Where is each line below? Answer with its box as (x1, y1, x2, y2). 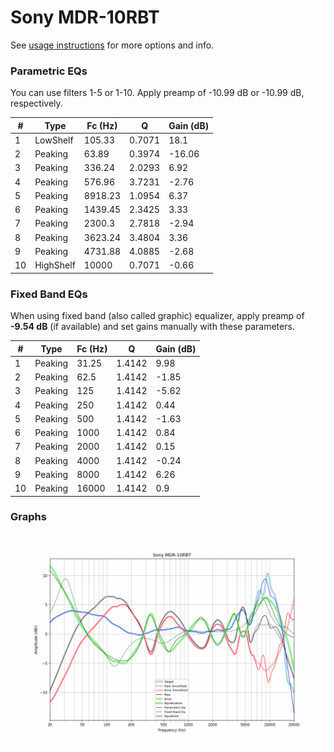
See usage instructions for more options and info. (10, 39, 215, 51)
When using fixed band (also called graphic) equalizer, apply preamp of (10, 310, 305, 322)
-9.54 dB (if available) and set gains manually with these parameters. (10, 321, 295, 333)
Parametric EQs (10, 64, 88, 78)
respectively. (10, 97, 63, 110)
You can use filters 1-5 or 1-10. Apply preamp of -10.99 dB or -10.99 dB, (10, 87, 305, 99)
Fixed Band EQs (10, 287, 88, 301)
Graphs (10, 510, 47, 524)
